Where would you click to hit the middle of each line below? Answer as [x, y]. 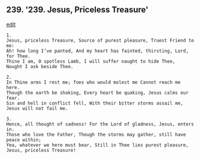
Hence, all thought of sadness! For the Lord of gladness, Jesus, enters [100, 124]
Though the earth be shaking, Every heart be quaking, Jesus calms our [97, 93]
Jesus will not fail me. [37, 108]
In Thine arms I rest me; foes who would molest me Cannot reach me [93, 82]
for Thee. [19, 56]
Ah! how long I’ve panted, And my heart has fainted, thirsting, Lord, [97, 51]
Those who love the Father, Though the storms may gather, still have [96, 134]
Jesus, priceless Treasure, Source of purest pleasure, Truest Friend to [100, 40]
